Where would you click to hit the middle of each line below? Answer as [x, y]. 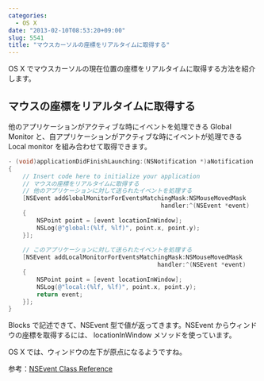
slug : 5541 [26, 38]
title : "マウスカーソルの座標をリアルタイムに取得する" [89, 45]
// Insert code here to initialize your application [111, 176]
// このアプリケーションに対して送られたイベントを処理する [107, 250]
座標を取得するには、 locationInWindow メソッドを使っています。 [129, 335]
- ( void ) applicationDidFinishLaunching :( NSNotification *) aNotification [131, 161]
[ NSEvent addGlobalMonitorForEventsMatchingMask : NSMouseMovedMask [134, 198]
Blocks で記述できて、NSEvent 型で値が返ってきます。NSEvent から [119, 325]
